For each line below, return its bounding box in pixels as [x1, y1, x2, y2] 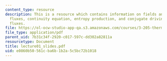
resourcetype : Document [5, 39, 55, 44]
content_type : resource [5, 7, 55, 12]
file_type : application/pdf [5, 30, 64, 35]
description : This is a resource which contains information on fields [5, 12, 157, 17]
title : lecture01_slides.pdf [5, 44, 66, 49]
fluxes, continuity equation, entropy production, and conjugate [9, 16, 148, 21]
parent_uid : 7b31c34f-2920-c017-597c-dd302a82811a [5, 35, 112, 40]
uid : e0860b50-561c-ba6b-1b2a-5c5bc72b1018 [5, 48, 97, 53]
